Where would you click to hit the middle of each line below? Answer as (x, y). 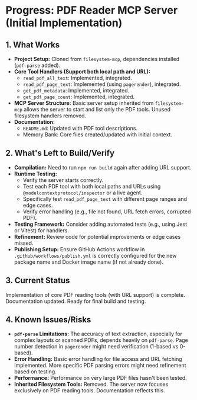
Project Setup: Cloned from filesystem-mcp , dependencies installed (97, 59)
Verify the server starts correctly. (63, 180)
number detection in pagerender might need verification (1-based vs (96, 347)
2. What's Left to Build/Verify (60, 153)
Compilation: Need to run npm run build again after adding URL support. (103, 167)
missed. (24, 243)
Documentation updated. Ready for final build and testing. (76, 301)
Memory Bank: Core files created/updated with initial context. (97, 135)
